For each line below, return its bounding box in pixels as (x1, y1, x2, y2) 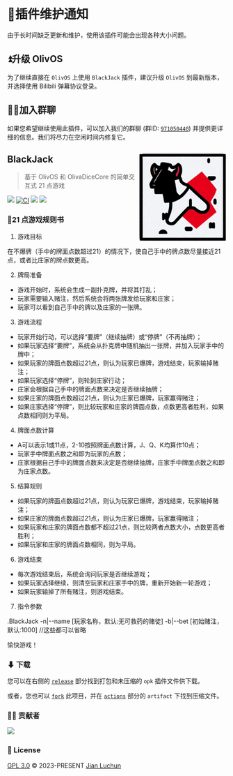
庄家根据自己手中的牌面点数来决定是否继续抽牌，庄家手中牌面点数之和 (17, 458, 219, 466)
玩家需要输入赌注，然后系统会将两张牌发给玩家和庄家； (17, 294, 176, 302)
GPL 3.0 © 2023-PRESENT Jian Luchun (7, 761, 122, 770)
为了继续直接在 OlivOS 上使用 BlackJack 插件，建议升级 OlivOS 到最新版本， (7, 73, 223, 81)
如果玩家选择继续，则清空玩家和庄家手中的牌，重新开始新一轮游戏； (17, 579, 213, 587)
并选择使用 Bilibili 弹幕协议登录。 (7, 82, 101, 90)
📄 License (7, 745, 41, 755)
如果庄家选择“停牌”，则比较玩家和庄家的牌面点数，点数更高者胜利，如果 (17, 402, 225, 410)
